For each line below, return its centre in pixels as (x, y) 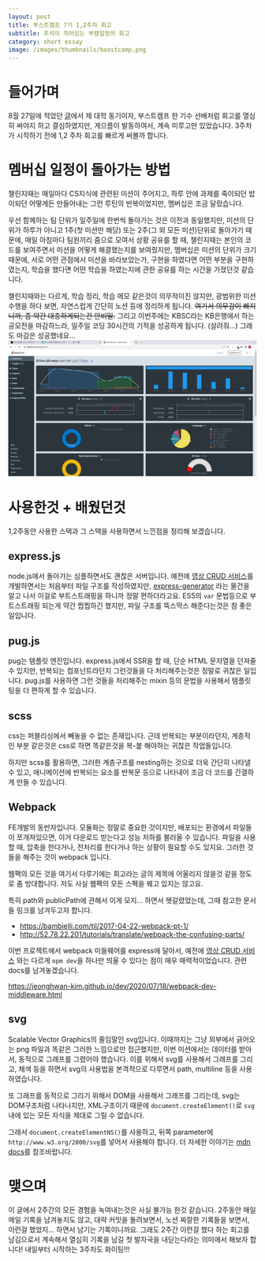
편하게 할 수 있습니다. (64, 691)
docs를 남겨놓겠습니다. (44, 970)
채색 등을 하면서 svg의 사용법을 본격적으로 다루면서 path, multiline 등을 (128, 1069)
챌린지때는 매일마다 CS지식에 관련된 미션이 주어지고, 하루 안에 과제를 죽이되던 (127, 194)
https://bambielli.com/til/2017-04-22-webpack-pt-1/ (104, 926)
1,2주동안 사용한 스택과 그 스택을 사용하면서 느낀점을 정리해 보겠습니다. (117, 531)
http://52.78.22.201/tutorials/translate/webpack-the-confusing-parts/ (132, 934)
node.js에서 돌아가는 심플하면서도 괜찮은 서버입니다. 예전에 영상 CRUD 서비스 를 (131, 576)
